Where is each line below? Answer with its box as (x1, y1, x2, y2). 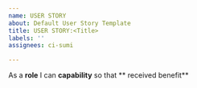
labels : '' (8, 34, 45, 42)
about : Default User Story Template (8, 19, 131, 27)
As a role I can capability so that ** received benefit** (8, 70, 189, 80)
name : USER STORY (8, 11, 67, 20)
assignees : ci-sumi (8, 42, 74, 50)
